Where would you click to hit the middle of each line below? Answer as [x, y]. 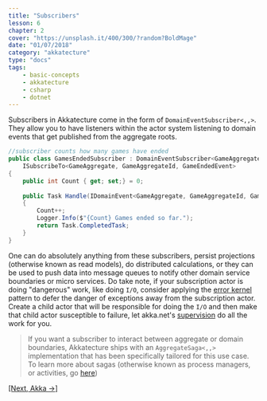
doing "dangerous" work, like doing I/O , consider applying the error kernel [130, 289]
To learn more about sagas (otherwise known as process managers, [139, 364]
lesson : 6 [25, 23]
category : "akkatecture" [49, 53]
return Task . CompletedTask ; [83, 226]
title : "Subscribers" [44, 16]
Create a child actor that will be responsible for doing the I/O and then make [133, 306]
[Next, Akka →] [33, 388]
